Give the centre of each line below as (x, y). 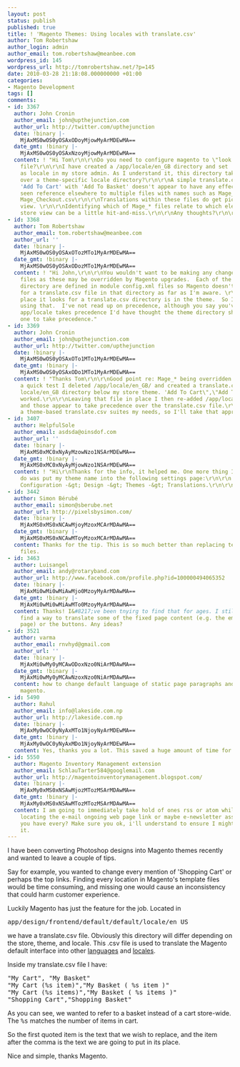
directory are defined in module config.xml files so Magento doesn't (127, 286)
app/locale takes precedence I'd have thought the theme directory (122, 313)
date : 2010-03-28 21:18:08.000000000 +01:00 (75, 74)
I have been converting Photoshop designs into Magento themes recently (115, 851)
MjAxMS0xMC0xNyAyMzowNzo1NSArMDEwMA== (78, 452)
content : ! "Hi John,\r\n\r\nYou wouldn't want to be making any (113, 273)
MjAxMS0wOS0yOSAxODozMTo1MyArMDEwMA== (78, 266)
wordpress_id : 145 (35, 61)
